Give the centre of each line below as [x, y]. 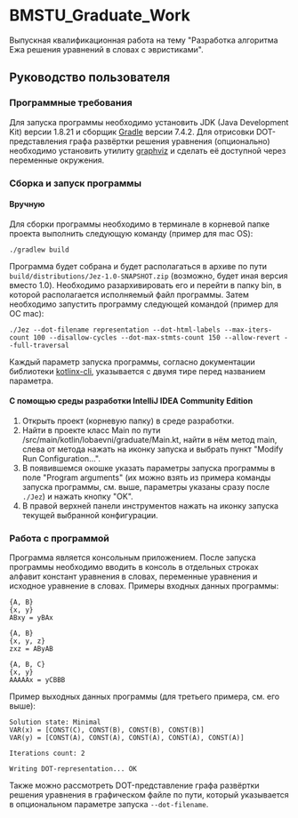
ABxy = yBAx [31, 618]
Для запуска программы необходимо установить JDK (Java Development [149, 122]
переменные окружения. [57, 160]
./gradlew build [39, 250]
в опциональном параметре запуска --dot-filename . [109, 805]
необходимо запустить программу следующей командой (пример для [144, 304]
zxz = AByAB [31, 649]
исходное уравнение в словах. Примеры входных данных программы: [144, 586]
